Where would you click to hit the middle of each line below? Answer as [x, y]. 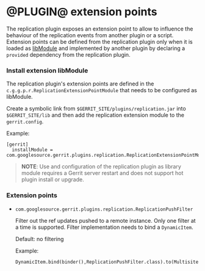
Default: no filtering [39, 239]
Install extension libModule [47, 70]
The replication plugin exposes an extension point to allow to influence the [100, 29]
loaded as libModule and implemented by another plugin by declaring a [96, 48]
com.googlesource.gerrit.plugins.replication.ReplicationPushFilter [104, 209]
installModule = [32, 150]
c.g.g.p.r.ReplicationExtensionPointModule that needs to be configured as [102, 90]
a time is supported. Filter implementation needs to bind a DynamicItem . [104, 227]
